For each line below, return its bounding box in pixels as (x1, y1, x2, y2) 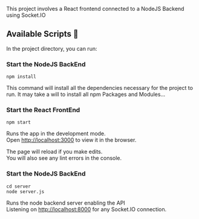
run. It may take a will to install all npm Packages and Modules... (6, 90, 166, 98)
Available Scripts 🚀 (6, 29, 79, 39)
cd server (6, 183, 31, 189)
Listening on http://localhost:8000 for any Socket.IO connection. (6, 205, 167, 213)
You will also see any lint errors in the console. (6, 154, 122, 162)
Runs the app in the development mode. (6, 130, 106, 138)
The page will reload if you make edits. (6, 148, 103, 156)
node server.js (6, 188, 45, 195)
